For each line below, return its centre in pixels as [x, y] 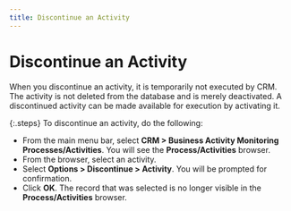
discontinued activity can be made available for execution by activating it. [145, 105]
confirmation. [47, 178]
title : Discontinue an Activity [69, 17]
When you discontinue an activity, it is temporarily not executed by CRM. [143, 87]
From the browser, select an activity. [89, 159]
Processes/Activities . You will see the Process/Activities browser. [146, 149]
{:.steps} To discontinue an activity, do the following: [106, 122]
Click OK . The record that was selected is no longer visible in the [141, 188]
